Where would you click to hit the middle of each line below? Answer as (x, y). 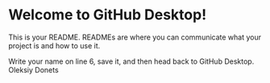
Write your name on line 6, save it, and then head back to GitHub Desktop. (131, 61)
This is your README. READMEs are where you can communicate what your (135, 37)
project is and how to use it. (54, 45)
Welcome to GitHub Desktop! (108, 15)
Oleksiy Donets (33, 69)
